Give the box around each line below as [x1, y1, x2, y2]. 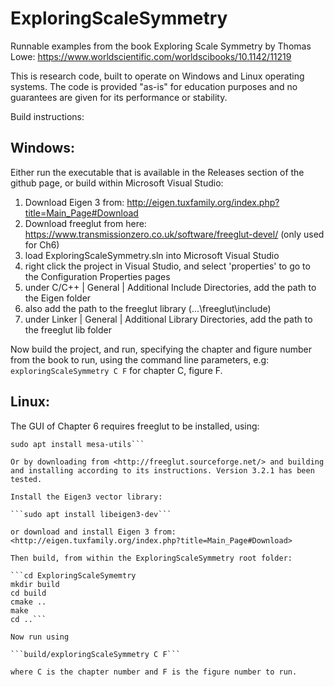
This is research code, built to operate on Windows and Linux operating [10, 70, 305, 82]
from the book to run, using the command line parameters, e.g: [10, 353, 270, 366]
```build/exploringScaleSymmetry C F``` [10, 649, 182, 659]
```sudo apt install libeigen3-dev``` [10, 509, 172, 519]
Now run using [10, 632, 70, 642]
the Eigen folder [24, 292, 92, 304]
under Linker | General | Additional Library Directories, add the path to [24, 313, 313, 325]
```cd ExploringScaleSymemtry [10, 570, 137, 581]
